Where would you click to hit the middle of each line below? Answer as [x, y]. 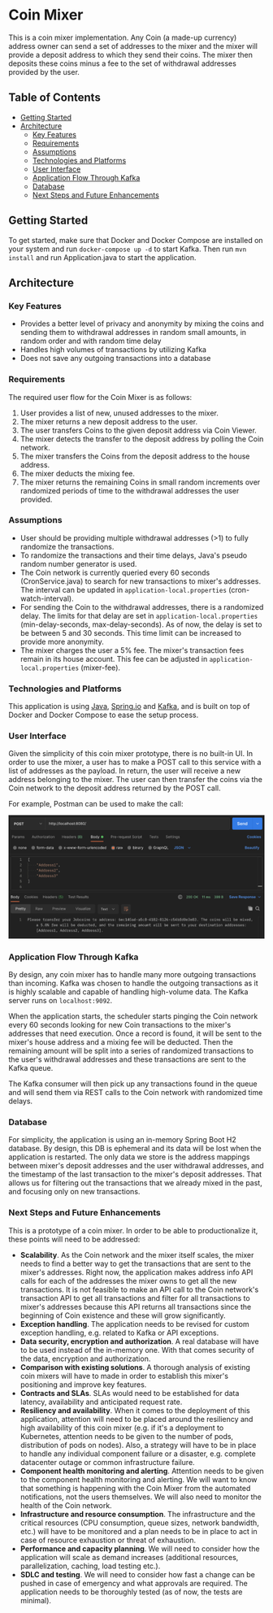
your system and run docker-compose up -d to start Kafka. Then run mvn [128, 249]
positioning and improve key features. [83, 1385]
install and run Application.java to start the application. [102, 257]
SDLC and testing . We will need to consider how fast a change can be [138, 1574]
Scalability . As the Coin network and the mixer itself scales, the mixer [137, 1254]
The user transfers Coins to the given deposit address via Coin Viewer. [139, 430]
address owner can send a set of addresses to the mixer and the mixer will [133, 46]
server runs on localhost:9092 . [61, 1001]
